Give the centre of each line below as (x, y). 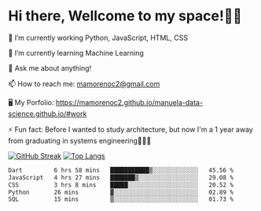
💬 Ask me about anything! (50, 68)
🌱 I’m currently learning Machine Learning (76, 53)
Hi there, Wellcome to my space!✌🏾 (125, 16)
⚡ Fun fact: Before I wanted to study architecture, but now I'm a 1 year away (130, 129)
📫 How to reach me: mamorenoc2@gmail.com (84, 84)
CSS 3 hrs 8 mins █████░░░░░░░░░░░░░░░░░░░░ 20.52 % (121, 185)
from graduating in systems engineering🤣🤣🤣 (80, 140)
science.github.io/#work (48, 114)
